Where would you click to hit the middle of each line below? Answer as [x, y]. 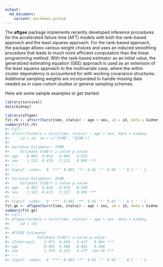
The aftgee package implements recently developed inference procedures [80, 33]
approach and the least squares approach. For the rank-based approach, [78, 43]
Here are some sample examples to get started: [53, 93]
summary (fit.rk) [21, 124]
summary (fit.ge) [21, 210]
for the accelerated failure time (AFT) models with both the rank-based [76, 37]
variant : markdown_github [40, 18]
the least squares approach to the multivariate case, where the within [74, 68]
